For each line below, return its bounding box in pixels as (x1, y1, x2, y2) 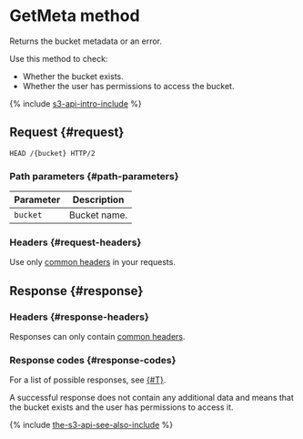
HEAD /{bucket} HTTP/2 (9, 148, 96, 158)
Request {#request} (9, 125, 125, 140)
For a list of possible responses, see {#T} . (9, 374, 167, 385)
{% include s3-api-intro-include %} (9, 97, 143, 109)
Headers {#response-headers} (9, 311, 150, 323)
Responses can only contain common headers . (9, 332, 186, 342)
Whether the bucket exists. (22, 70, 125, 82)
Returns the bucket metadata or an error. (9, 36, 162, 46)
